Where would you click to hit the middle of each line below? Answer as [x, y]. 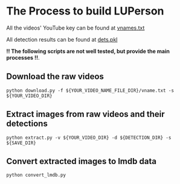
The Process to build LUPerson [85, 11]
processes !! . [23, 57]
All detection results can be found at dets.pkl [62, 39]
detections [27, 124]
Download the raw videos [55, 77]
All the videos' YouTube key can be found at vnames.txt [76, 28]
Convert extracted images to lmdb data [82, 161]
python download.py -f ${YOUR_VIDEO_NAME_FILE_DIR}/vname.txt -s [90, 90]
